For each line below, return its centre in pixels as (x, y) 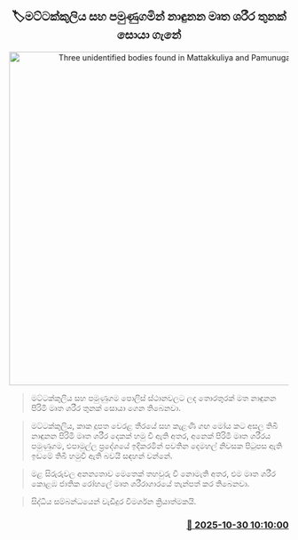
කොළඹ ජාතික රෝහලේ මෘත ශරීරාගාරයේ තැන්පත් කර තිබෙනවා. (140, 483)
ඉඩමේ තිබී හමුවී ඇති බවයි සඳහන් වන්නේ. (102, 455)
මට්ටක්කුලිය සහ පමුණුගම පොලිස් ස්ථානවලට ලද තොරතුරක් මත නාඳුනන (153, 398)
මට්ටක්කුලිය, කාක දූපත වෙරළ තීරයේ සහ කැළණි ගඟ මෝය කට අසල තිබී (154, 425)
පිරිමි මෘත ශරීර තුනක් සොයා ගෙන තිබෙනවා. (106, 407)
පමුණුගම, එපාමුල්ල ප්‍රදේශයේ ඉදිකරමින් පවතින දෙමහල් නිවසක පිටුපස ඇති (157, 446)
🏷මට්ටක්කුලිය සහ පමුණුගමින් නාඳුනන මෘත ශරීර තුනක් (149, 16)
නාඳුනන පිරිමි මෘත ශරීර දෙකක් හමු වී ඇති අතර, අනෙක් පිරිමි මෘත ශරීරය (151, 435)
